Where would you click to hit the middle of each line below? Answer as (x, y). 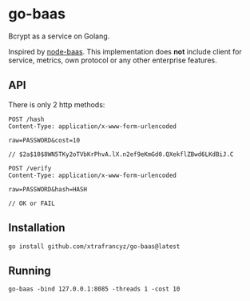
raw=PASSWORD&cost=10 (44, 140)
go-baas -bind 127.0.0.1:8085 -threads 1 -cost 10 (94, 289)
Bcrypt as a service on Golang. (59, 36)
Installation (37, 228)
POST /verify (30, 168)
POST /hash (26, 119)
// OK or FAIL (32, 203)
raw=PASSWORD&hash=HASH (48, 189)
